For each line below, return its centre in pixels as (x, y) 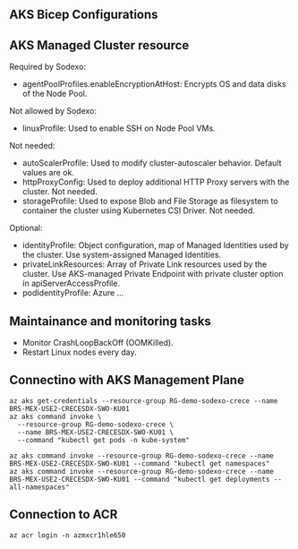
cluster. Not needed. (60, 192)
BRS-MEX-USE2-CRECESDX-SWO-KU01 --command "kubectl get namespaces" (140, 463)
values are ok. (48, 173)
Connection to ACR (64, 515)
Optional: (26, 228)
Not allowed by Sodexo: (53, 111)
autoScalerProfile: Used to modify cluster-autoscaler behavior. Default (152, 163)
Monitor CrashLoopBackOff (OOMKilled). (98, 343)
